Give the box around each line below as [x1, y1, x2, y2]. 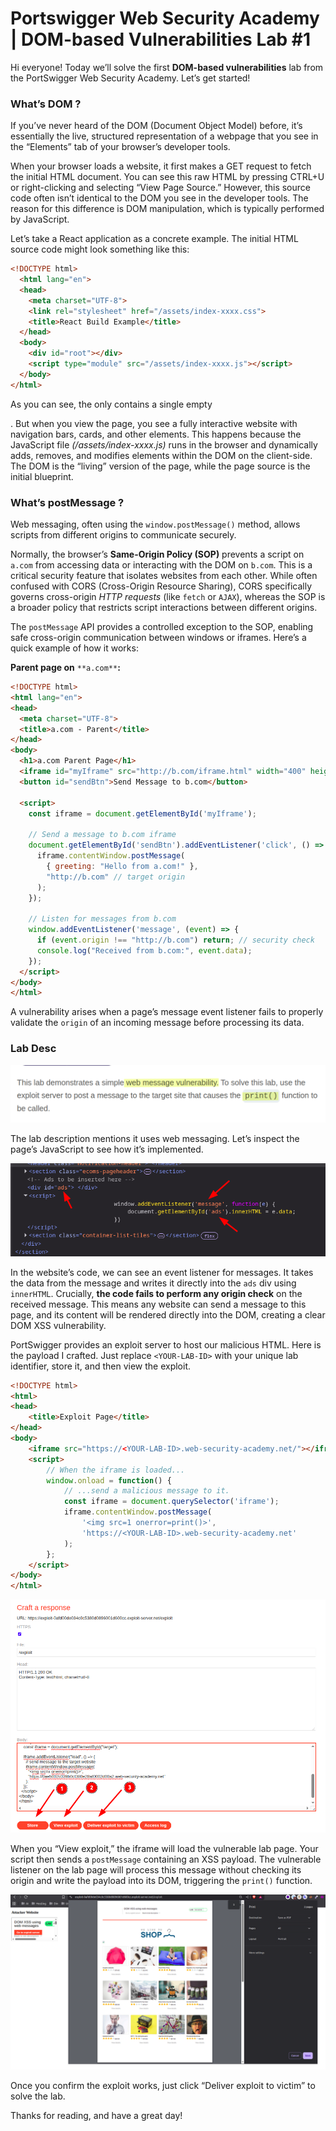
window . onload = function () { [46, 1475, 172, 1486]
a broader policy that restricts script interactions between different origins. [10, 602, 318, 614]
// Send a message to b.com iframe [28, 830, 177, 840]
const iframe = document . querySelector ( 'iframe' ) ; [63, 1497, 280, 1507]
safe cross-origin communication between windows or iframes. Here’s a [10, 632, 307, 644]
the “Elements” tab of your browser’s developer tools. [10, 141, 231, 153]
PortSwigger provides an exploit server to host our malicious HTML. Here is [10, 1338, 322, 1351]
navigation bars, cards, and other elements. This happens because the [10, 428, 302, 440]
